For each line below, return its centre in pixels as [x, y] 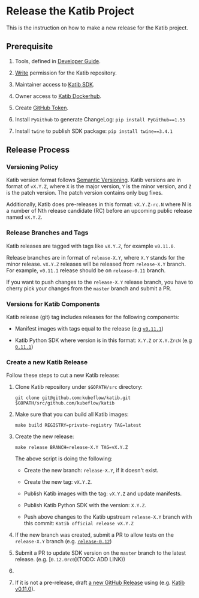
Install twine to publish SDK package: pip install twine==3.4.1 [94, 131]
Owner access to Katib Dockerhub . [58, 96]
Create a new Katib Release [47, 362]
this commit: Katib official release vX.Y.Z [79, 523]
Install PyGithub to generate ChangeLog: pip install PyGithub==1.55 [100, 119]
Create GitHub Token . [42, 108]
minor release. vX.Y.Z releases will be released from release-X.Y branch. [96, 264]
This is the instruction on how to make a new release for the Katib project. [97, 28]
